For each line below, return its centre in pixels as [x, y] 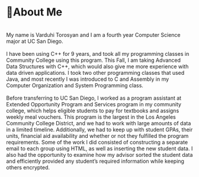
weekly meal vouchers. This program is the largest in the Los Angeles [91, 117]
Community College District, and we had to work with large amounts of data [99, 123]
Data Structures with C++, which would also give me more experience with [97, 66]
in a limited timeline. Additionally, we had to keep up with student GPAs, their [99, 129]
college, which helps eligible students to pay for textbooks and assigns [93, 110]
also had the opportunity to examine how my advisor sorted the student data [99, 154]
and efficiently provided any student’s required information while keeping [95, 161]
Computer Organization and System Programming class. [75, 85]
